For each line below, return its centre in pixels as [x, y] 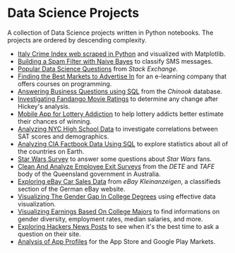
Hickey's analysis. [44, 106]
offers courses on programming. [65, 83]
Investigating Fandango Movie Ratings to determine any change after [118, 99]
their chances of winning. [54, 121]
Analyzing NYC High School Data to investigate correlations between [117, 129]
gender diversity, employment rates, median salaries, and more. [110, 219]
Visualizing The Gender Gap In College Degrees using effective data [117, 196]
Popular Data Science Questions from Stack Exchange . [98, 69]
